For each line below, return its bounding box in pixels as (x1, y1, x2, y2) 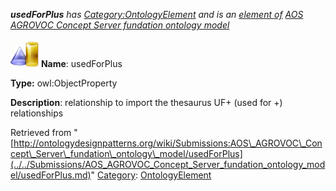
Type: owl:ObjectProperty (10, 77, 118, 89)
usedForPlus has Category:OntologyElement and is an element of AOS (10, 9, 304, 20)
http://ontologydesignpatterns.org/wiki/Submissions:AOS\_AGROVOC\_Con (13, 137, 323, 149)
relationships (10, 107, 64, 119)
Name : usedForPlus (40, 58, 123, 69)
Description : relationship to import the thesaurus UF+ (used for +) (10, 97, 283, 108)
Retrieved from (10, 127, 72, 138)
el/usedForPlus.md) (10, 169, 92, 181)
